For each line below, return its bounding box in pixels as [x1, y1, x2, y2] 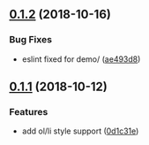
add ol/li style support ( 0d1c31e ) [21, 126, 139, 136]
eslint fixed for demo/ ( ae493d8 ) [21, 53, 141, 65]
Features [9, 106, 48, 118]
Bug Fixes [9, 34, 53, 46]
